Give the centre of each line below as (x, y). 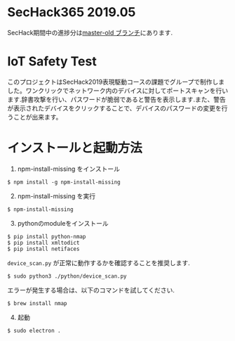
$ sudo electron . (34, 330)
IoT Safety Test (52, 62)
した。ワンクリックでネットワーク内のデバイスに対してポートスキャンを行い (118, 90)
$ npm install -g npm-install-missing (64, 182)
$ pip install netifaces (43, 249)
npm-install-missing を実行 (56, 196)
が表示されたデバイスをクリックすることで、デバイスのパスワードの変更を (115, 108)
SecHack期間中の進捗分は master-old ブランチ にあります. (90, 32)
